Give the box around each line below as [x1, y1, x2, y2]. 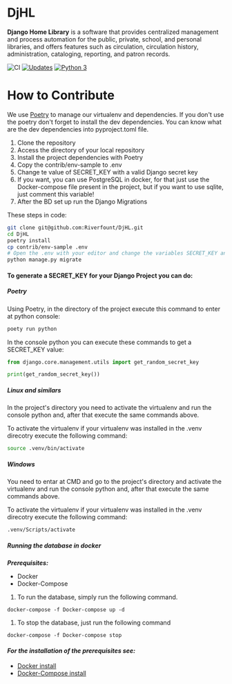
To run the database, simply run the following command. [17, 593, 178, 601]
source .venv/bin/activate [7, 445, 85, 452]
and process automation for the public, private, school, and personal [7, 35, 202, 43]
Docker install [17, 662, 57, 670]
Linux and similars [7, 386, 61, 394]
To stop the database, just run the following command [17, 618, 171, 627]
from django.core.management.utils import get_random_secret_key [7, 359, 199, 366]
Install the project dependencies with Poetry [17, 153, 144, 161]
